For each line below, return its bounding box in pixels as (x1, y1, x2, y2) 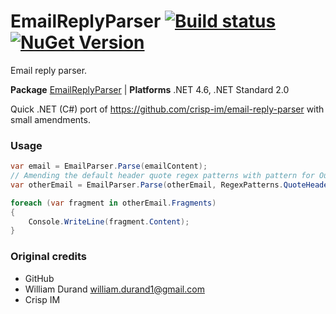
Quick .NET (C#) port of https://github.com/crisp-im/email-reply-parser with (10, 103, 325, 115)
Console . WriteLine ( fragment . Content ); (28, 216, 190, 227)
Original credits (10, 250, 87, 264)
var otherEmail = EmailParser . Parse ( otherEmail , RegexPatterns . (10, 180, 284, 190)
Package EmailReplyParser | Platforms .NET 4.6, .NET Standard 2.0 (10, 83, 290, 95)
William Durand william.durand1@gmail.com (24, 283, 205, 295)
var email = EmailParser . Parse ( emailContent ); (10, 161, 208, 172)
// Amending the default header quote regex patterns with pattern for (10, 171, 315, 181)
